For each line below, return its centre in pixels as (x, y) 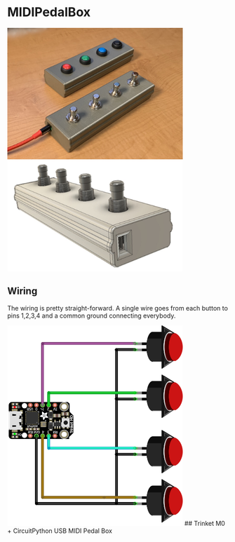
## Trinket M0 (205, 523)
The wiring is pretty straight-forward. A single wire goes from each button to (117, 308)
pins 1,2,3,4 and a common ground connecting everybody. (92, 316)
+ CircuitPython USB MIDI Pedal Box (60, 531)
